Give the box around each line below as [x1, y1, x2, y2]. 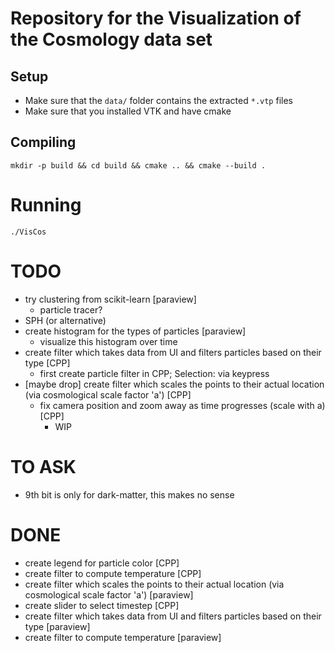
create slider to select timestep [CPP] [24, 599, 180, 611]
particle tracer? [39, 303, 103, 316]
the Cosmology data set [10, 28, 213, 51]
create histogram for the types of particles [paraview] [24, 325, 247, 337]
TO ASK [10, 455, 77, 478]
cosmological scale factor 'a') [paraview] [24, 588, 194, 601]
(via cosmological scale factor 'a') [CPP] [24, 388, 192, 401]
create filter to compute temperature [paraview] [24, 631, 222, 643]
